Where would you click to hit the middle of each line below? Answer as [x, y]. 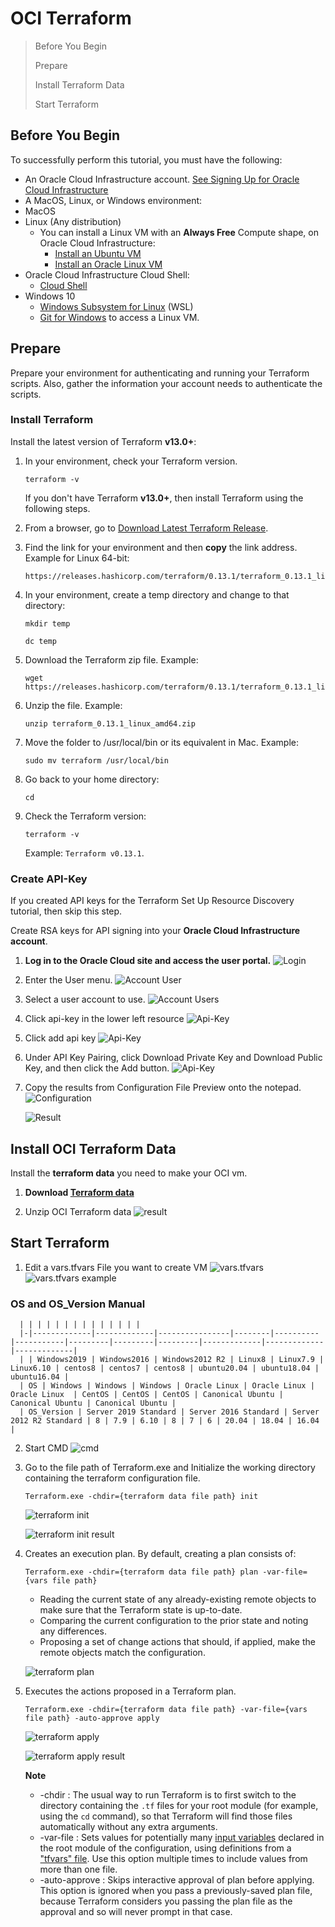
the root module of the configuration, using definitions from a [165, 1848]
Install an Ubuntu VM [98, 253]
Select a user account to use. [85, 999]
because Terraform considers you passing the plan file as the [166, 1901]
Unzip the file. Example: [73, 705]
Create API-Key [49, 879]
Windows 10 [50, 296]
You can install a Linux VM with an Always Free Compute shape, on [179, 232]
